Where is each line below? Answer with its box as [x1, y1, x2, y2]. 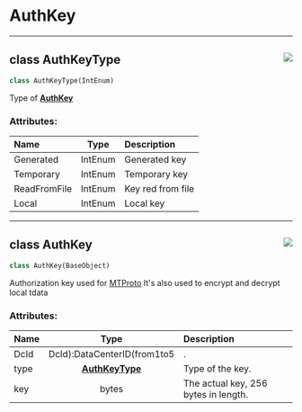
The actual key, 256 [182, 377, 268, 390]
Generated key [124, 153, 187, 166]
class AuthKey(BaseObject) [9, 261, 111, 270]
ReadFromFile [13, 182, 73, 194]
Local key [124, 197, 165, 210]
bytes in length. [182, 388, 249, 400]
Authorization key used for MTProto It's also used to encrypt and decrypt [9, 277, 280, 288]
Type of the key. [182, 362, 252, 374]
